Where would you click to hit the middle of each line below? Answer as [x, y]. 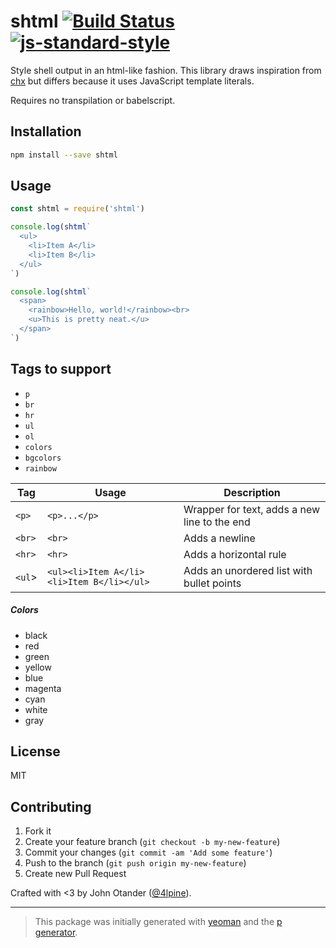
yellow [38, 667]
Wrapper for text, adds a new [252, 509]
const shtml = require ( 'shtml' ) [77, 209]
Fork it [38, 831]
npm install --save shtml [64, 155]
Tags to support [61, 369]
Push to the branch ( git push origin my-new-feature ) [135, 863]
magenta [43, 688]
